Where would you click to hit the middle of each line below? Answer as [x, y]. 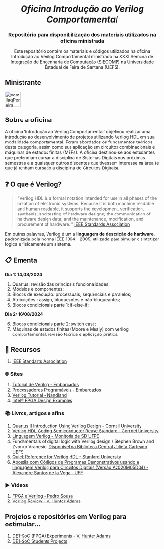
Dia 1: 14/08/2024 [24, 274]
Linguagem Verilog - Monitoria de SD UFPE [56, 436]
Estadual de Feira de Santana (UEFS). [82, 67]
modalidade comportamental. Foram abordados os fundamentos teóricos [79, 142]
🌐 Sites [14, 374]
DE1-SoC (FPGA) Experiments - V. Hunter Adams [61, 536]
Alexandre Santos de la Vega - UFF [47, 473]
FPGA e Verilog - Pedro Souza [43, 496]
